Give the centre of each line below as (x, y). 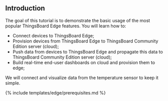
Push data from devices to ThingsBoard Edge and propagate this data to (88, 52)
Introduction (25, 8)
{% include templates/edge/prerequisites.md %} (55, 92)
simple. (13, 83)
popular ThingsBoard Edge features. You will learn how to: (66, 26)
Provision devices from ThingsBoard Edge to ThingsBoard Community (85, 41)
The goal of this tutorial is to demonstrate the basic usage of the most (78, 20)
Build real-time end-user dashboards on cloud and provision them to (84, 62)
